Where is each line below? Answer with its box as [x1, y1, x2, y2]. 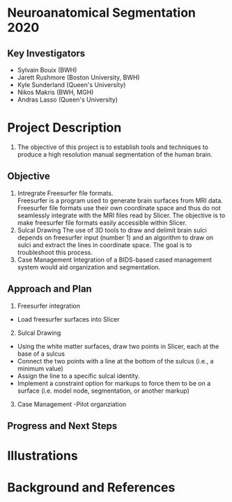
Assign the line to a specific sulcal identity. [17, 371, 141, 380]
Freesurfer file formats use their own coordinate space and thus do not [17, 203, 221, 212]
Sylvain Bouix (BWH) [17, 66, 77, 74]
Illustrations [7, 448, 78, 464]
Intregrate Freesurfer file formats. [17, 189, 114, 197]
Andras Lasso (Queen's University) [17, 95, 118, 104]
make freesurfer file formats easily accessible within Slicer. [17, 218, 187, 227]
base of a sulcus [17, 350, 65, 358]
